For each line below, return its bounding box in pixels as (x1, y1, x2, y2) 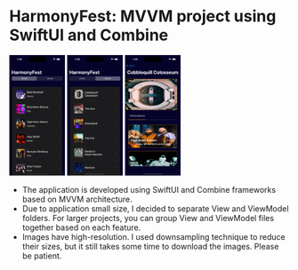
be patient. (21, 250, 62, 261)
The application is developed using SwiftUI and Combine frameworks (21, 184, 277, 195)
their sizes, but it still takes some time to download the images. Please (21, 241, 279, 251)
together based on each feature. (21, 222, 141, 233)
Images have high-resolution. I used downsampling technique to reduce (21, 231, 286, 242)
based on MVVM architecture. (21, 194, 133, 204)
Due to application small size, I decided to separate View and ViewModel (21, 202, 289, 214)
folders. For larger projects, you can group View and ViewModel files (21, 212, 274, 223)
